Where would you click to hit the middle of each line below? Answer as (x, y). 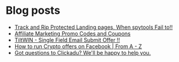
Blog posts (33, 11)
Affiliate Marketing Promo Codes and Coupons (72, 33)
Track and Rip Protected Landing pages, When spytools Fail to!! (93, 27)
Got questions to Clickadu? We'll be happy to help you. (83, 52)
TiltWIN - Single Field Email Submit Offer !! (67, 40)
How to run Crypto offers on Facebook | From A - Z (78, 46)
